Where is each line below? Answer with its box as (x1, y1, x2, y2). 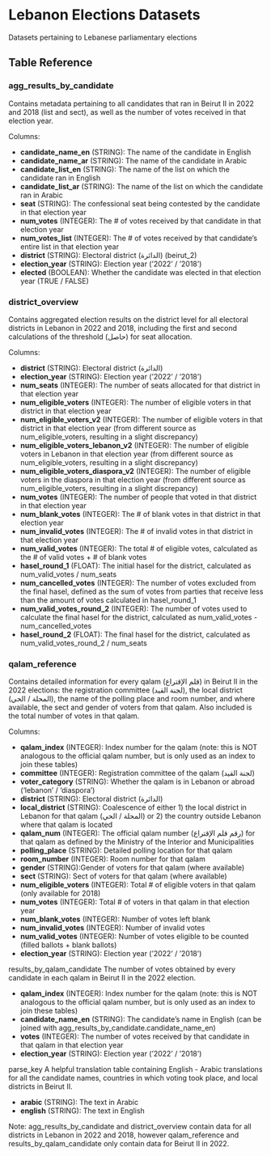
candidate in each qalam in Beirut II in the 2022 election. (8, 973, 197, 983)
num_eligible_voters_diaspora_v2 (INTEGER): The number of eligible (19, 466, 251, 476)
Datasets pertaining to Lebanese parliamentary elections (8, 32, 197, 42)
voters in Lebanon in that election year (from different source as (19, 449, 234, 459)
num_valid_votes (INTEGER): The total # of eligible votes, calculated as (19, 544, 258, 553)
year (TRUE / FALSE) (19, 276, 89, 286)
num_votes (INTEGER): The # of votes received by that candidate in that (19, 216, 261, 226)
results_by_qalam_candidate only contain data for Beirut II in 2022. (8, 1139, 230, 1149)
